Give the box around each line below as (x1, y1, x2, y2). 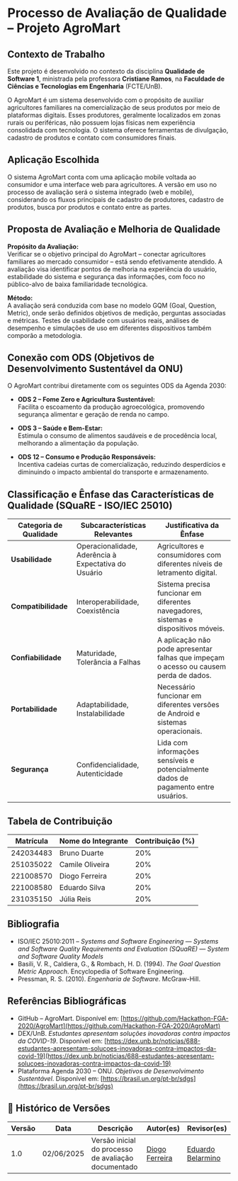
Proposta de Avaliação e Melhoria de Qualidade (7, 223, 221, 235)
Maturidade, (76, 648, 117, 658)
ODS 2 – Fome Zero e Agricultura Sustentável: (17, 395, 156, 404)
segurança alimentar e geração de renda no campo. (17, 410, 170, 419)
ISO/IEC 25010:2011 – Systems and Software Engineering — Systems (17, 937, 219, 945)
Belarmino (186, 1153, 221, 1163)
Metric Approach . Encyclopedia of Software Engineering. (17, 967, 185, 976)
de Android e (157, 708, 200, 718)
